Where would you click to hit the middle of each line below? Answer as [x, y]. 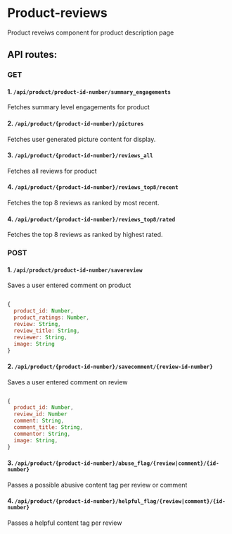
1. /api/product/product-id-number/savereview [75, 269]
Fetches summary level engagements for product [78, 107]
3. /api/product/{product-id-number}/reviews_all [80, 155]
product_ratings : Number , [52, 318]
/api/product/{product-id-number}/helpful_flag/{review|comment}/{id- [120, 502]
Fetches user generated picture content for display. [82, 139]
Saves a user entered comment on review [67, 382]
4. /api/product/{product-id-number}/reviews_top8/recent [93, 187]
